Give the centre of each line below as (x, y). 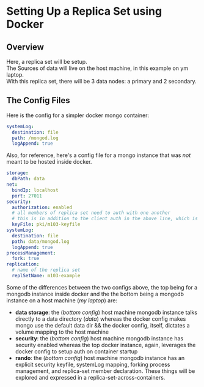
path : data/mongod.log (41, 241)
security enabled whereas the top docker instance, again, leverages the (105, 345)
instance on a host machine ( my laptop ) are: (62, 300)
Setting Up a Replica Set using (84, 11)
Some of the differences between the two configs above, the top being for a (102, 287)
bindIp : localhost (35, 190)
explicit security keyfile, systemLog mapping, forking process (93, 364)
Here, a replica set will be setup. (47, 62)
